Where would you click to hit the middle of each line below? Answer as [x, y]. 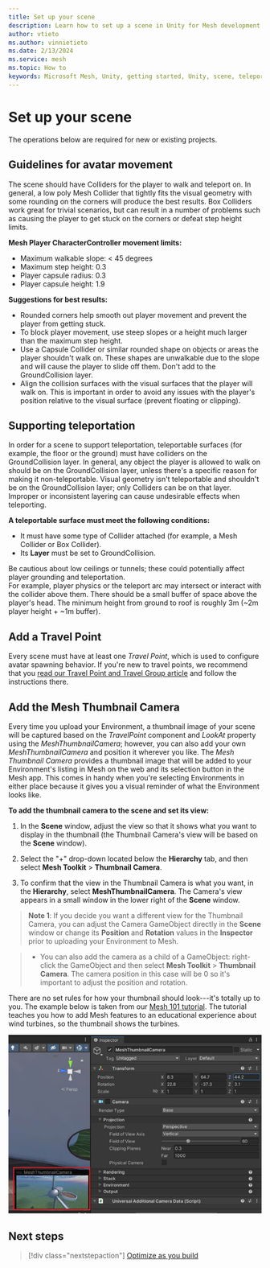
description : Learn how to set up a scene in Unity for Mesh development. [136, 25]
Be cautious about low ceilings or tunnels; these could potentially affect [127, 569]
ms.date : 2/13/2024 [41, 51]
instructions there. [39, 682]
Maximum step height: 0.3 [63, 266]
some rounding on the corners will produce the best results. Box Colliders [130, 201]
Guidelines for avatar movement [91, 165]
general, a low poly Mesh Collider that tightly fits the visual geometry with [130, 192]
